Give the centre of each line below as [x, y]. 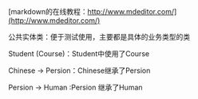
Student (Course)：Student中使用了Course [79, 53]
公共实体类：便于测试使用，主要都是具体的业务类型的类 [99, 37]
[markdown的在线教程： [48, 11]
